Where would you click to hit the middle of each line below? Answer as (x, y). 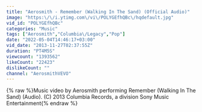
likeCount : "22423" (31, 62)
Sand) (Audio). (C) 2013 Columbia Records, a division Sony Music (88, 97)
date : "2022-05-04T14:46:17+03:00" (51, 40)
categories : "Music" (32, 29)
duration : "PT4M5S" (31, 51)
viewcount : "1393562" (33, 57)
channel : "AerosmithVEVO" (39, 73)
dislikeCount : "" (28, 68)
